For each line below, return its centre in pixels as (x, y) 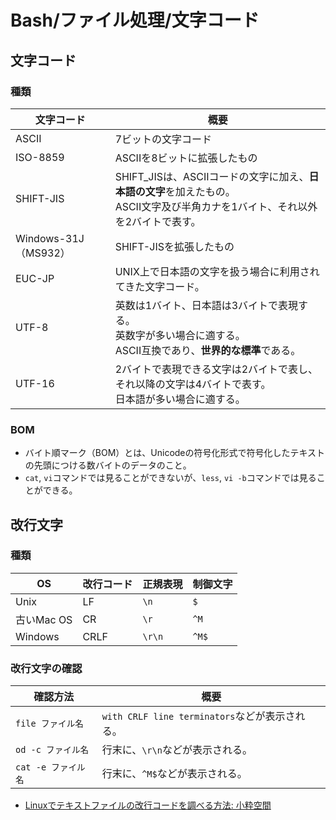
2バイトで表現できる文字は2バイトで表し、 (216, 369)
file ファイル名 (49, 724)
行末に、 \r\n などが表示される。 (177, 750)
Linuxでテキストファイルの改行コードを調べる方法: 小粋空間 (148, 805)
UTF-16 (35, 383)
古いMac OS (44, 619)
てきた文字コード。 (159, 286)
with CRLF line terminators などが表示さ (198, 716)
